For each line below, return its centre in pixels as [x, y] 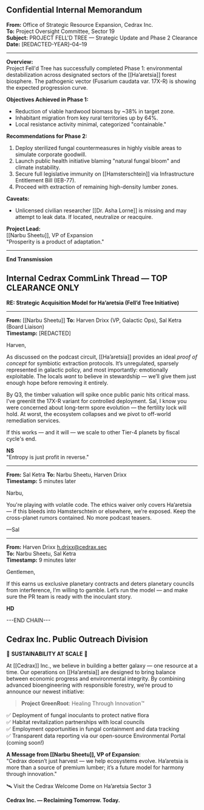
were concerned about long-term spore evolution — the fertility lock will [97, 407]
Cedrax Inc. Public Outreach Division [77, 640]
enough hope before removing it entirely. [57, 382]
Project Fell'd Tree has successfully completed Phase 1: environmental [94, 68]
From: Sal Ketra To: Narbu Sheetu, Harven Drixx [66, 475]
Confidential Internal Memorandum [74, 10]
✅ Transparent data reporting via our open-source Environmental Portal [96, 736]
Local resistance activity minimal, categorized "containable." [91, 124]
